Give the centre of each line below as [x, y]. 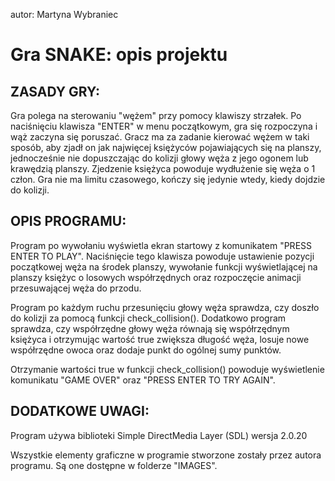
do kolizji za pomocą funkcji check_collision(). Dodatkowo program [148, 318]
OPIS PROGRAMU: [68, 221]
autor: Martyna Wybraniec [64, 14]
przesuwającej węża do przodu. [76, 288]
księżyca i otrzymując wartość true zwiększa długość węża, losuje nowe [160, 339]
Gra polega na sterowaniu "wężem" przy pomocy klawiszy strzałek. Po [156, 115]
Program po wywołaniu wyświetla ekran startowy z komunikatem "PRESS [161, 245]
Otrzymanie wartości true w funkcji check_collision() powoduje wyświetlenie [167, 369]
